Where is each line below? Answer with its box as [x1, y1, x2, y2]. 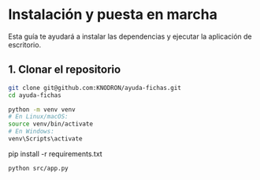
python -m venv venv [8, 105, 76, 114]
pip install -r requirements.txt [8, 148, 102, 159]
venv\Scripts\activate [8, 135, 83, 143]
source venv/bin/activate [8, 120, 93, 128]
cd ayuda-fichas [8, 91, 61, 99]
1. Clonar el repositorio [8, 63, 121, 77]
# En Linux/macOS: [8, 113, 69, 121]
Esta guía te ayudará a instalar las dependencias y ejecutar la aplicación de [8, 32, 252, 41]
